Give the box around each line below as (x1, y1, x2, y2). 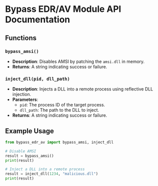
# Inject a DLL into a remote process (5, 167, 85, 172)
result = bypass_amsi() (5, 153, 54, 158)
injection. (12, 92, 31, 97)
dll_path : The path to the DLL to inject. (19, 107, 99, 113)
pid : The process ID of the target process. (19, 102, 105, 108)
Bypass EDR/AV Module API (5, 3, 121, 15)
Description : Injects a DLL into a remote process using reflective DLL (12, 86, 153, 92)
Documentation (5, 14, 71, 25)
